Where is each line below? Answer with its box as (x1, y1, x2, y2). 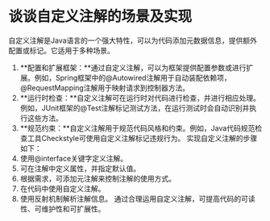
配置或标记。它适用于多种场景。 (8, 45, 114, 55)
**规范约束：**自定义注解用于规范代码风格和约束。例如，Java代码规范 (19, 123, 255, 133)
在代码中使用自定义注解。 (19, 183, 106, 194)
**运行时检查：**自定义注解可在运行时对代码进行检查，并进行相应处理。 (19, 93, 260, 102)
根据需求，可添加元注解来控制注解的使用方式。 (19, 173, 176, 183)
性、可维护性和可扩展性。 (19, 203, 106, 214)
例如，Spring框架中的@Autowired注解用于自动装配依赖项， (34, 73, 231, 82)
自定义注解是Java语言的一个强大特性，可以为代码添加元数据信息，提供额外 (8, 35, 258, 45)
